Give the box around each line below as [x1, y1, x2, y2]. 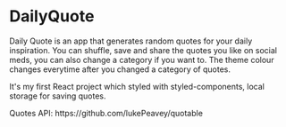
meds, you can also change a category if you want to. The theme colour [9, 54, 274, 65]
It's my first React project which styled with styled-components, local [9, 81, 265, 91]
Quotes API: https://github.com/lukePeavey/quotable [9, 107, 204, 118]
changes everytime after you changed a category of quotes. [9, 64, 231, 75]
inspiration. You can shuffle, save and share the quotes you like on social [9, 44, 277, 55]
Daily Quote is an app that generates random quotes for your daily [9, 36, 253, 46]
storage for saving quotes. [9, 91, 106, 101]
